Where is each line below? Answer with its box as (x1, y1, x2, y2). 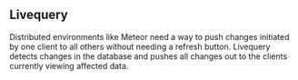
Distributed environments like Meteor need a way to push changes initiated (9, 31, 290, 42)
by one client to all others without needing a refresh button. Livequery (9, 41, 271, 52)
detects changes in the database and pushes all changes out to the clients (9, 50, 288, 62)
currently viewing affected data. (9, 60, 129, 71)
